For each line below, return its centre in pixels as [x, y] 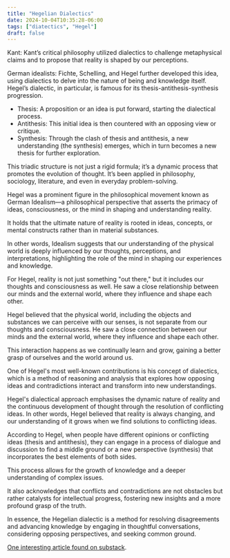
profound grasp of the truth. [47, 506]
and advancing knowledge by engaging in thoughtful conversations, [104, 527]
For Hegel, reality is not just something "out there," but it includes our [106, 279]
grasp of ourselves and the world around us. [70, 358]
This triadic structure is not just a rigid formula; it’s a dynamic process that [113, 166]
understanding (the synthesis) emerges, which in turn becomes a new [117, 146]
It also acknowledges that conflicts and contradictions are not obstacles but [115, 491]
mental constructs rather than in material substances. [83, 230]
